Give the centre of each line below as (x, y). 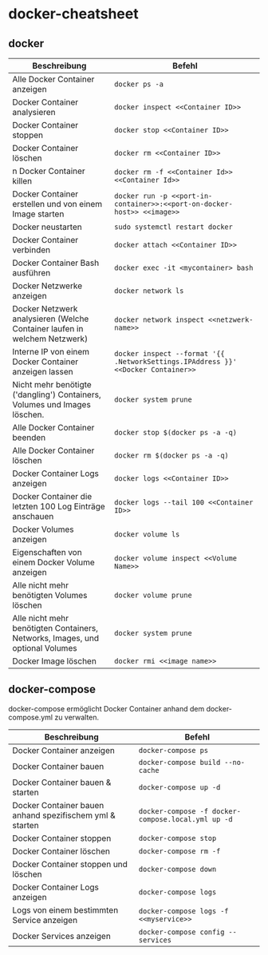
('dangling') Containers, (57, 394)
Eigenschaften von (47, 552)
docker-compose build (179, 762)
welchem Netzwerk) (50, 339)
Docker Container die (52, 496)
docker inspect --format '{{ (169, 353)
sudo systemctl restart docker (173, 227)
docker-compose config (181, 932)
